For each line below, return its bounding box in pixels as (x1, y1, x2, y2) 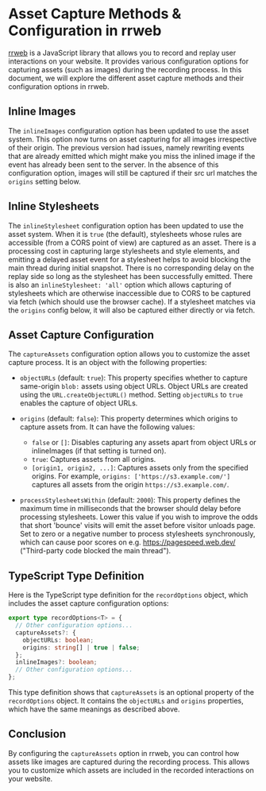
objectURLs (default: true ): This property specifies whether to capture (19, 373, 249, 382)
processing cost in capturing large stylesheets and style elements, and (8, 246, 240, 255)
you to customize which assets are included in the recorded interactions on (8, 765, 254, 775)
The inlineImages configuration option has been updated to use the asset (8, 126, 249, 135)
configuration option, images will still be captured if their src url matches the (8, 168, 258, 177)
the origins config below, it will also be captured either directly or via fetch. (8, 305, 256, 315)
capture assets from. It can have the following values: (19, 422, 195, 432)
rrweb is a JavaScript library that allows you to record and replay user (8, 48, 237, 57)
